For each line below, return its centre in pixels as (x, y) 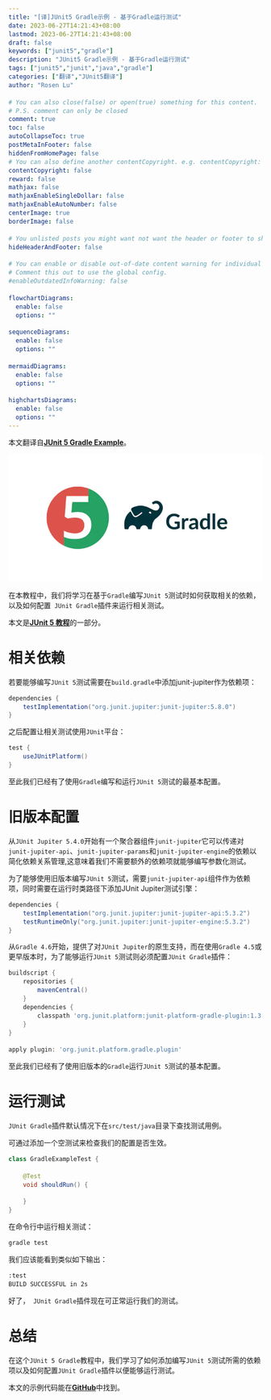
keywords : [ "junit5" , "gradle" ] (61, 51)
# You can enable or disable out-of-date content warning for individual (135, 264)
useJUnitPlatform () (56, 757)
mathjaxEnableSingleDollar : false (67, 196)
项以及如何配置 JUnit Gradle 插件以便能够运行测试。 (94, 1370)
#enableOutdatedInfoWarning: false (68, 281)
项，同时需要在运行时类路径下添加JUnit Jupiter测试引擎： (104, 888)
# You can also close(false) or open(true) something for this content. (133, 102)
